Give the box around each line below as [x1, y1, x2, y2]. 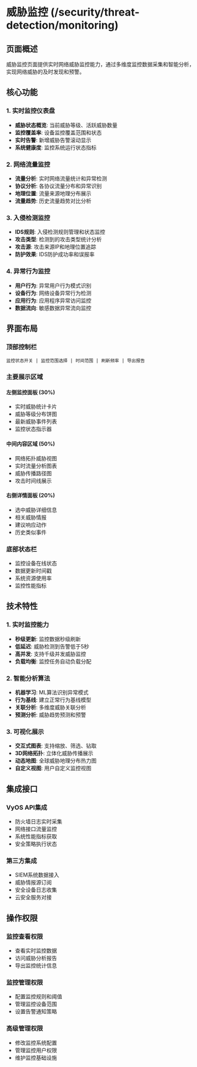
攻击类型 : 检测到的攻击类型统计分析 [14, 236, 102, 243]
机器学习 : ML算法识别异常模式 [14, 689, 89, 696]
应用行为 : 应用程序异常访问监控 [14, 297, 91, 304]
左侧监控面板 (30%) [6, 389, 56, 396]
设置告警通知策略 [14, 1008, 57, 1015]
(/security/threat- [50, 5, 140, 19]
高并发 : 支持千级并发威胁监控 [14, 650, 87, 657]
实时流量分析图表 [14, 462, 57, 469]
